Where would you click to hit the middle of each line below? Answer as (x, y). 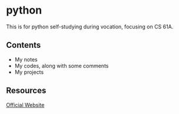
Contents (24, 45)
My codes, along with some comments (62, 66)
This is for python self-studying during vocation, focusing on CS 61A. (90, 27)
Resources (26, 91)
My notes (26, 59)
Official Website (25, 105)
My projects (29, 72)
